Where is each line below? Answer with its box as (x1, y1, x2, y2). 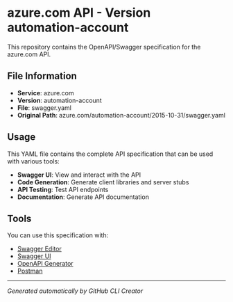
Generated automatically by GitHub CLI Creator (7, 287, 144, 295)
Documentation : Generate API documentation (17, 193, 149, 201)
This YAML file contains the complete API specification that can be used (7, 150, 214, 158)
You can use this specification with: (7, 231, 109, 239)
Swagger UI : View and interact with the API (17, 170, 141, 179)
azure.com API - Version (7, 5, 151, 21)
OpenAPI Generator (17, 260, 74, 268)
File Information (7, 70, 78, 82)
